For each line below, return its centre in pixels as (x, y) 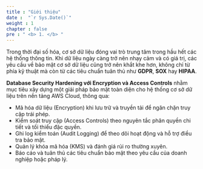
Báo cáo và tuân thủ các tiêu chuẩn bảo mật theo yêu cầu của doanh (101, 153)
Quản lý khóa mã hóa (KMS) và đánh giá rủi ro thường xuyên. (91, 147)
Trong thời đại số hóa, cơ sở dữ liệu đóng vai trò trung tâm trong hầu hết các (101, 52)
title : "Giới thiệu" (34, 12)
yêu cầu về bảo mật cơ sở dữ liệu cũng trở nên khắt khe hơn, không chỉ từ (98, 65)
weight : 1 (20, 23)
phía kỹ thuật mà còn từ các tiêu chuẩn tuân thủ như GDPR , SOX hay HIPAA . (101, 71)
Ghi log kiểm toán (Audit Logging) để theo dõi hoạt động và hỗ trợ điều (103, 134)
